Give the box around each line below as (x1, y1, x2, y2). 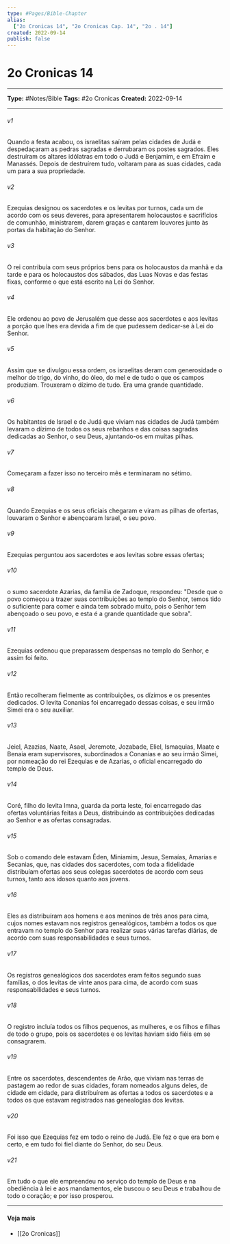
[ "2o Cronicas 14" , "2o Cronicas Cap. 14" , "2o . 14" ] (13, 23, 173, 30)
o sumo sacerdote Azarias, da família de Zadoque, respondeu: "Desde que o (7, 588, 223, 596)
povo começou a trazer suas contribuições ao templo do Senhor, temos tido (7, 595, 221, 603)
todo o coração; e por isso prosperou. (7, 1192, 114, 1200)
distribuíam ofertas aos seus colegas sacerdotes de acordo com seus (7, 868, 204, 876)
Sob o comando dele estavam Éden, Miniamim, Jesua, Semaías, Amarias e (7, 853, 218, 861)
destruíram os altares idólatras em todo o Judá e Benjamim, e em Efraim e (7, 152, 216, 161)
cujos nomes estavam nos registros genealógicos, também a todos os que (7, 919, 217, 927)
